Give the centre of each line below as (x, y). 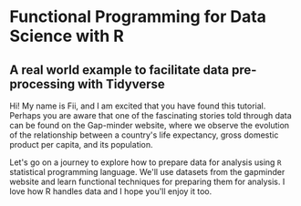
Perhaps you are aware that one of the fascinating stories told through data (150, 115)
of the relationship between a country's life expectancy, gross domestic (144, 135)
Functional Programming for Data (138, 17)
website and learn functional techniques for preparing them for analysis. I (147, 181)
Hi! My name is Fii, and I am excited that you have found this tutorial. (138, 106)
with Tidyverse (121, 84)
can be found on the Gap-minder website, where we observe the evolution (150, 125)
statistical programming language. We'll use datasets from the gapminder (147, 172)
